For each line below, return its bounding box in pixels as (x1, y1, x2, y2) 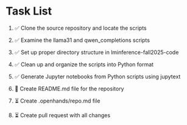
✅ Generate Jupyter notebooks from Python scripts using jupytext (14, 73, 181, 80)
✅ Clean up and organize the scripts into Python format (14, 61, 153, 68)
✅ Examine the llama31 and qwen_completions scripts (14, 36, 150, 44)
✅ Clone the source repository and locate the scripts (14, 24, 147, 32)
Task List (5, 4, 52, 18)
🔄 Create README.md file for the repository (14, 85, 124, 92)
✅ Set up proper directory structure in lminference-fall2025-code (14, 49, 179, 56)
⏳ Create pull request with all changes (14, 111, 111, 119)
